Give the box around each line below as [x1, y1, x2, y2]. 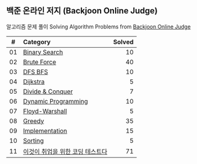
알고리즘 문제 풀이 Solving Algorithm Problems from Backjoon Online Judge [6, 23, 191, 30]
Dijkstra [23, 77, 45, 86]
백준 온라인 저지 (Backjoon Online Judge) [6, 5, 158, 16]
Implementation [23, 126, 67, 135]
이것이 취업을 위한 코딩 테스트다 [23, 147, 108, 156]
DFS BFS [23, 67, 48, 76]
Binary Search [23, 48, 63, 56]
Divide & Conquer [23, 87, 73, 96]
